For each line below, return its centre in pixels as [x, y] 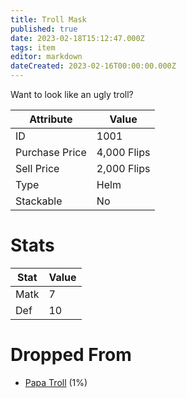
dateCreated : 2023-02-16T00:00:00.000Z [93, 66]
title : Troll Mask [48, 19]
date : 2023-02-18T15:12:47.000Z [77, 38]
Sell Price [37, 168]
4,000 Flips [123, 152]
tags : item [33, 47]
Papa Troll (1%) [56, 382]
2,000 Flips [123, 168]
